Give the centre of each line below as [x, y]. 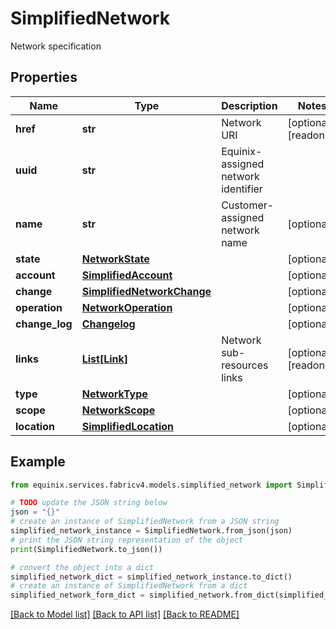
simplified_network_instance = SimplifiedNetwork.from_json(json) [151, 531]
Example [38, 462]
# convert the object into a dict [82, 567]
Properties [44, 77]
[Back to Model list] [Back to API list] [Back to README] [125, 614]
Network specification [56, 46]
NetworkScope [118, 410]
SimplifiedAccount [127, 275]
